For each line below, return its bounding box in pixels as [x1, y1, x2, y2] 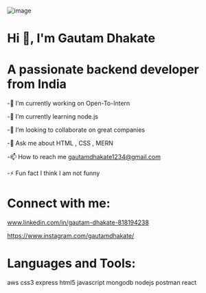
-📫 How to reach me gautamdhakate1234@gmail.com [7, 153, 161, 161]
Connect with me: [7, 196, 111, 211]
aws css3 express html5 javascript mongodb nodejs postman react [7, 279, 197, 286]
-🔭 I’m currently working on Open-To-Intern [7, 99, 130, 108]
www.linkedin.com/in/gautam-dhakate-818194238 [7, 218, 150, 226]
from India [7, 76, 67, 92]
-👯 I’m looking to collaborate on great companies [7, 126, 146, 134]
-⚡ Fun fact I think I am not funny [7, 169, 100, 178]
